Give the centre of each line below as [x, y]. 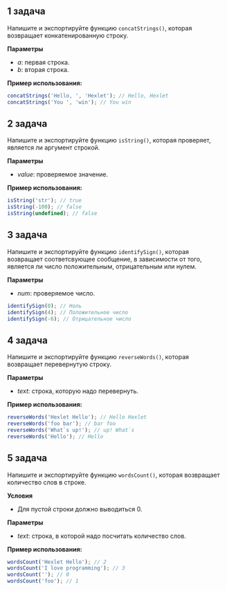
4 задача [28, 340]
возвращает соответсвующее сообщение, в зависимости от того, [105, 259]
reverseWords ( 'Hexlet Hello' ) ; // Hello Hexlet [77, 417]
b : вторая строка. [43, 69]
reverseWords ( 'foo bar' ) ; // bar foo [62, 424]
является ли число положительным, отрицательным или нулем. [102, 266]
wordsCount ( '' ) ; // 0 [38, 575]
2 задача [27, 124]
